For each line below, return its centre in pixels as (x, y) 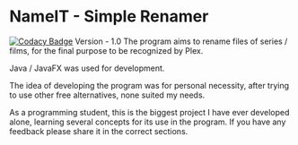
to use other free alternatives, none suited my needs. (107, 95)
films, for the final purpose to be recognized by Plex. (106, 50)
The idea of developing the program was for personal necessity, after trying (149, 85)
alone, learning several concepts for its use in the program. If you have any (148, 122)
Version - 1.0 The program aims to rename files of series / (181, 41)
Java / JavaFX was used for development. (87, 68)
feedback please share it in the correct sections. (99, 131)
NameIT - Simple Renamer (109, 17)
